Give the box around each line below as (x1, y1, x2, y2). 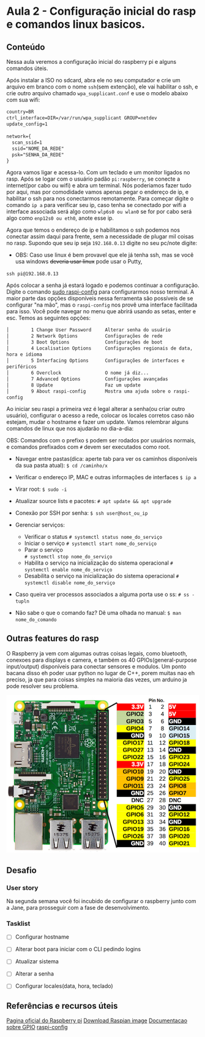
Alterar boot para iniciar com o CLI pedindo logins (15, 945, 141, 953)
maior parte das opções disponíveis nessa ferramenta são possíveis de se (6, 295, 193, 302)
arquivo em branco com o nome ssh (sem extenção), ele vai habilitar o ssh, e (6, 83, 198, 90)
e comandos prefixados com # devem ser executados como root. (6, 444, 171, 450)
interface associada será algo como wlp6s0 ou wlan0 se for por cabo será (6, 208, 192, 215)
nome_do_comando (15, 617, 57, 623)
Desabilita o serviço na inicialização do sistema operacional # (24, 573, 179, 579)
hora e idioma (6, 351, 43, 358)
